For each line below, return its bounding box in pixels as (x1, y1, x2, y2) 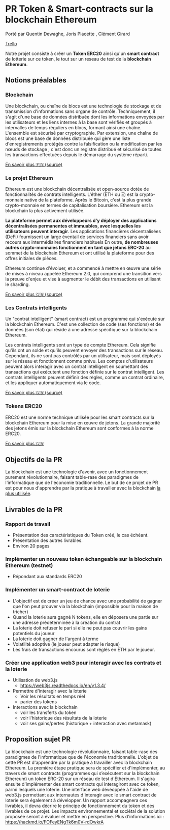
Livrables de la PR (5, 505, 62, 514)
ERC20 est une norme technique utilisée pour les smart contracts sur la (5, 414, 155, 420)
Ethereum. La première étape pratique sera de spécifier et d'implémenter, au (5, 764, 165, 771)
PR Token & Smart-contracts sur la (5, 3, 154, 15)
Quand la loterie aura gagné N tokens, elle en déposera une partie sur (12, 614, 159, 620)
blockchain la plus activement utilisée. (5, 207, 85, 214)
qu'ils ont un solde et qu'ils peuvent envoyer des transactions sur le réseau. (5, 347, 163, 354)
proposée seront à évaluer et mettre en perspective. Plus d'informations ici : (5, 813, 164, 819)
